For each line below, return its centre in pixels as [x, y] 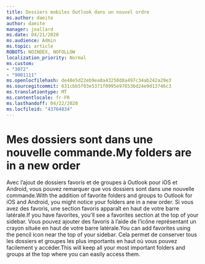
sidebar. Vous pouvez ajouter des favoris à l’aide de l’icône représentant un [101, 222]
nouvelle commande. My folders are [99, 153]
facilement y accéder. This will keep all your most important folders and [96, 248]
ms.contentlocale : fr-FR [38, 98]
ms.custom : [20, 63]
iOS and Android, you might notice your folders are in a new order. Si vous [100, 202]
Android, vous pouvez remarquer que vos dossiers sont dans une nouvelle [100, 189]
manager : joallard [30, 29]
